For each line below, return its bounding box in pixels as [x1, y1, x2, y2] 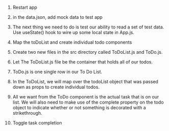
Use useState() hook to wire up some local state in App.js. [12, 29, 134, 35]
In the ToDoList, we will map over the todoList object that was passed [12, 79, 159, 84]
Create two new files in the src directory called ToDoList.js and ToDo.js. [12, 49, 163, 55]
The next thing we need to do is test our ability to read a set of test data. [12, 24, 164, 30]
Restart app [12, 5, 37, 10]
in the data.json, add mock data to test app [12, 14, 103, 20]
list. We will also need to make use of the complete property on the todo [12, 99, 164, 105]
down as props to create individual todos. [12, 84, 100, 90]
